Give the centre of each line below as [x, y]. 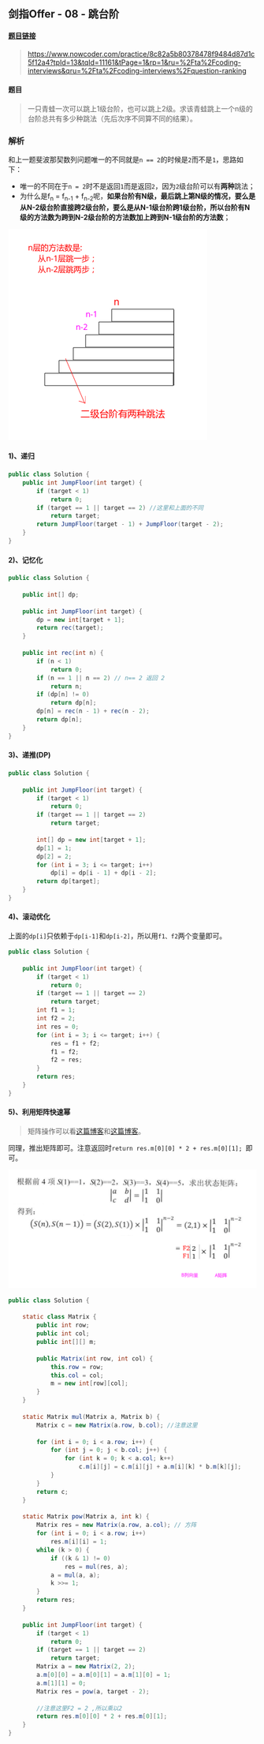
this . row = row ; [77, 1367]
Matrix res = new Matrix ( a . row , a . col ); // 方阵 [117, 1525]
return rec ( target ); [70, 628]
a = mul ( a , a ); [75, 1575]
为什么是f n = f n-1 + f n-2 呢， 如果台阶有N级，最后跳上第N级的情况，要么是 [138, 197]
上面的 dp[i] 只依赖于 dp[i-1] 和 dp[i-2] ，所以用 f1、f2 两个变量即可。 [117, 936]
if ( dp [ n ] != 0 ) [63, 694]
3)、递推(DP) [30, 755]
